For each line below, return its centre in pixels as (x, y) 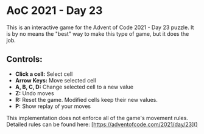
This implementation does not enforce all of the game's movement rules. (97, 118)
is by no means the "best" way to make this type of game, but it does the (98, 33)
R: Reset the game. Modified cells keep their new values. (86, 99)
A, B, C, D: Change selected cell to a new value (74, 87)
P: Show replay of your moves (53, 106)
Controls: (24, 59)
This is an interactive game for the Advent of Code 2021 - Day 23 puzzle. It (100, 27)
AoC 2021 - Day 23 (55, 11)
